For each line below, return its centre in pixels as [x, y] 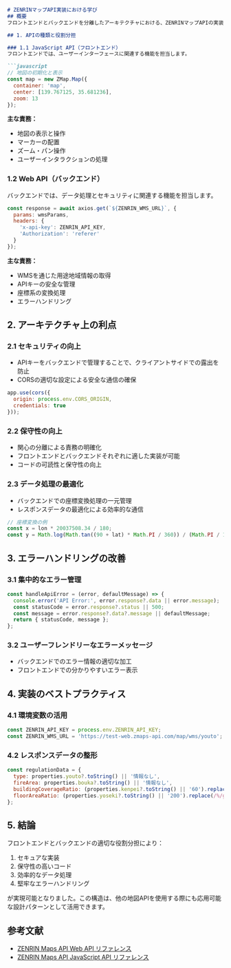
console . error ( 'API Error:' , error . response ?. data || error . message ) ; [117, 600]
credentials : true [40, 406]
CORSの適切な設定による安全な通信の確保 [77, 380]
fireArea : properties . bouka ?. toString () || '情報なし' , [93, 783]
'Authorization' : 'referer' [59, 234]
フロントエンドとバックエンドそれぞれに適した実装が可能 [98, 456]
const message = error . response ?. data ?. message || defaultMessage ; [112, 613]
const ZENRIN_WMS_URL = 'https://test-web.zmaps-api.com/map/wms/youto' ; [115, 737]
